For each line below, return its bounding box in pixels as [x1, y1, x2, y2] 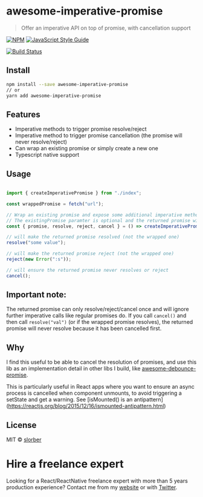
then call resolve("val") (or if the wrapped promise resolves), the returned [6, 318, 193, 326]
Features [6, 109, 40, 119]
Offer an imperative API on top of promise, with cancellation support [21, 24, 192, 31]
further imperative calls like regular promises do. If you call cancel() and [6, 312, 187, 319]
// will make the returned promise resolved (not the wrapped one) [6, 234, 180, 240]
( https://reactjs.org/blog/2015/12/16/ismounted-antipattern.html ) [6, 403, 166, 410]
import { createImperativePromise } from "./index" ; [6, 190, 142, 196]
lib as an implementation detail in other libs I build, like [6, 365, 141, 372]
